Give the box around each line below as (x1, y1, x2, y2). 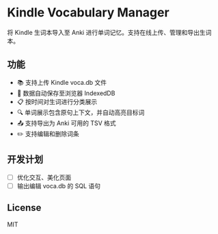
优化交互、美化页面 (16, 173, 72, 181)
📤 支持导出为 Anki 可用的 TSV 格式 (16, 118, 116, 127)
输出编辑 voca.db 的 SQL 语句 (16, 181, 101, 190)
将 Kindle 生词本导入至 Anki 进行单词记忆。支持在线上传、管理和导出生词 (7, 28, 212, 36)
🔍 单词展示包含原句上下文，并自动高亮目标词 (16, 108, 145, 116)
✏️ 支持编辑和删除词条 (16, 129, 80, 138)
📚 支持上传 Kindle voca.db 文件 (16, 78, 107, 86)
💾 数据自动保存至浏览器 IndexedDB (16, 89, 115, 97)
